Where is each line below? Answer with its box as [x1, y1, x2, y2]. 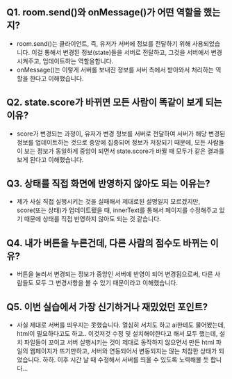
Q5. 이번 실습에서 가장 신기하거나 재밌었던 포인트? [6, 301, 208, 313]
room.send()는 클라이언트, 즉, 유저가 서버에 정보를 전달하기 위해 [16, 39, 191, 47]
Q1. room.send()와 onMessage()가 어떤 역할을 [6, 6, 202, 19]
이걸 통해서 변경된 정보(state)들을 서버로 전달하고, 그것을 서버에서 [31, 48, 210, 56]
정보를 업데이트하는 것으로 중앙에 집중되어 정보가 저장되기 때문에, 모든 [16, 138, 206, 146]
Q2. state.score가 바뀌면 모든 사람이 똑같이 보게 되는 [6, 97, 223, 108]
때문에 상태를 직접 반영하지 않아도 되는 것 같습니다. [24, 215, 161, 223]
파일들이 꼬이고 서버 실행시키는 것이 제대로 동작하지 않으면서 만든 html [24, 338, 215, 346]
